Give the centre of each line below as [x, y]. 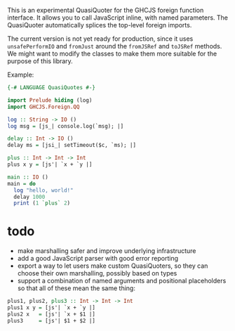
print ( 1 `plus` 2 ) [42, 203]
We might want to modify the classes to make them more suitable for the [112, 53]
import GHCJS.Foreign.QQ [43, 107]
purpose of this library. [40, 61]
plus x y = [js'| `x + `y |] [50, 164]
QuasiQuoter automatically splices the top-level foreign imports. [100, 25]
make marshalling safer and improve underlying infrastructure [107, 251]
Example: [21, 74]
